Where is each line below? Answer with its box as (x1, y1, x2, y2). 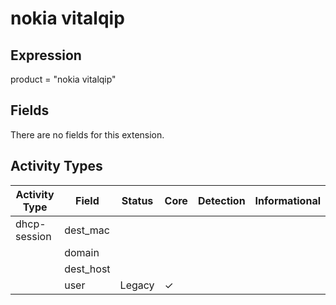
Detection (197, 193, 246, 207)
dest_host (64, 262, 111, 276)
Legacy (119, 278, 155, 292)
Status (121, 193, 154, 207)
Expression (10, 47, 82, 64)
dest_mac (64, 223, 110, 237)
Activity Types (10, 158, 103, 175)
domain (64, 245, 100, 259)
